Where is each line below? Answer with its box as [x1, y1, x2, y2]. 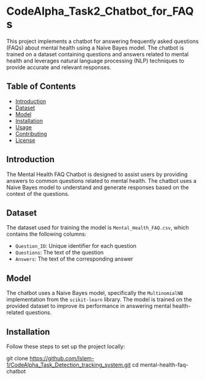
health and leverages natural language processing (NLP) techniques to [6, 57, 185, 64]
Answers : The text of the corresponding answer [15, 255, 133, 263]
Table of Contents [6, 81, 76, 92]
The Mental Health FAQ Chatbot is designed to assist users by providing [6, 170, 188, 178]
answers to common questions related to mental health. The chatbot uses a [6, 177, 197, 184]
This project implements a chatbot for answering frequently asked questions [6, 37, 199, 45]
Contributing [15, 130, 47, 137]
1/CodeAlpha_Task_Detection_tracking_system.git [6, 361, 131, 368]
